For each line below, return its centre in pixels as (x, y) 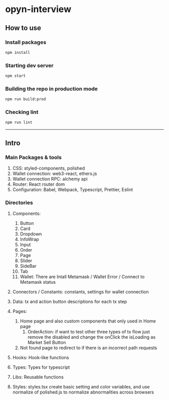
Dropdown (31, 234)
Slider (26, 261)
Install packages (26, 42)
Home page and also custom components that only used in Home (88, 321)
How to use (23, 28)
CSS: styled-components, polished (49, 168)
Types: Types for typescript (41, 367)
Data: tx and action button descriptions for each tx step (70, 302)
